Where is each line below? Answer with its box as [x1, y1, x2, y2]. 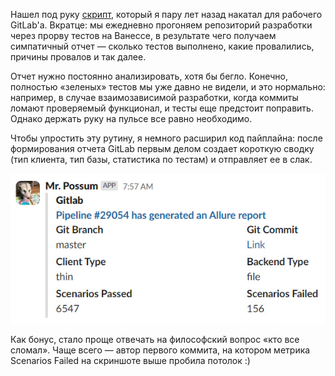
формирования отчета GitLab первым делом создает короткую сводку [10, 143, 315, 154]
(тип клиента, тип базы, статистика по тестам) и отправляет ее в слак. [10, 154, 313, 165]
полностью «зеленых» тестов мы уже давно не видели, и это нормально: [10, 81, 326, 93]
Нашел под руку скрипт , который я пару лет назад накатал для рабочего [10, 9, 323, 20]
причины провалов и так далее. [10, 51, 147, 63]
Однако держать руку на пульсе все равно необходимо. [10, 113, 253, 124]
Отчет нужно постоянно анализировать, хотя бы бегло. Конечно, [10, 70, 288, 82]
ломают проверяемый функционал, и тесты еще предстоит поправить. [10, 102, 314, 114]
